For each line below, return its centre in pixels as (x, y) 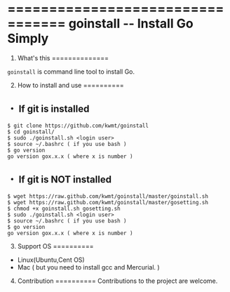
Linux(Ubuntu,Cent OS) (51, 260)
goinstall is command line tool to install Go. (71, 72)
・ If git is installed (48, 109)
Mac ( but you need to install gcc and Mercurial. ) (88, 267)
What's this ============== (63, 58)
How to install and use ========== (70, 85)
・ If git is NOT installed (60, 180)
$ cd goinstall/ (31, 132)
